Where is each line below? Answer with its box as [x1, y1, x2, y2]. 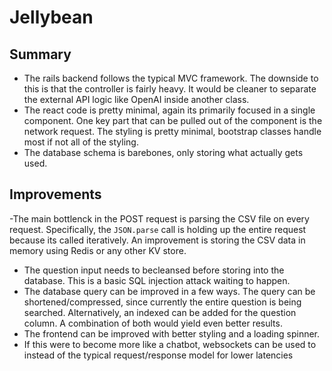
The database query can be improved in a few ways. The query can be [23, 285, 316, 297]
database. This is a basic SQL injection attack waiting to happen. [23, 274, 291, 286]
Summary [9, 46, 72, 63]
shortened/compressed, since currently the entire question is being [23, 296, 302, 308]
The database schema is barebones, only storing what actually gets [23, 147, 304, 158]
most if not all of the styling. [23, 136, 139, 148]
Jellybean [9, 6, 94, 29]
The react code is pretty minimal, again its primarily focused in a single [23, 104, 316, 116]
